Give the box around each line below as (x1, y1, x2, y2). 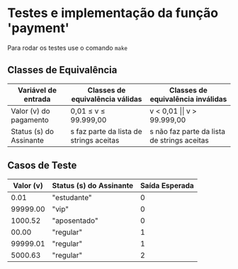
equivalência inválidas (149, 94, 227, 104)
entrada (23, 94, 51, 104)
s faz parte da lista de (70, 126, 142, 136)
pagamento (11, 115, 50, 125)
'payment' (7, 20, 69, 36)
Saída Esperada (140, 180, 195, 190)
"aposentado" (52, 215, 98, 225)
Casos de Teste (7, 160, 77, 172)
